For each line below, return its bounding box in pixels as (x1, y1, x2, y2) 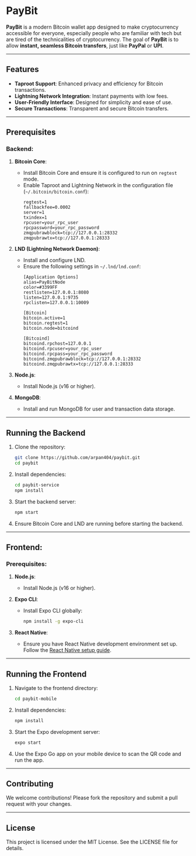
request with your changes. (6, 800, 72, 807)
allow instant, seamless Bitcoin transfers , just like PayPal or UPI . (6, 42, 164, 49)
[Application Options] (23, 274, 79, 280)
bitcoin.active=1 (23, 315, 66, 321)
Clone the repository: (14, 443, 66, 451)
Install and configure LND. (23, 257, 86, 264)
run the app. (14, 756, 44, 764)
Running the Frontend (6, 669, 87, 679)
